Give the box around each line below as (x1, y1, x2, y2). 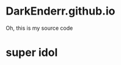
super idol (5, 46, 58, 60)
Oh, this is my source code (5, 24, 73, 32)
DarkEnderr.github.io (5, 4, 116, 18)
